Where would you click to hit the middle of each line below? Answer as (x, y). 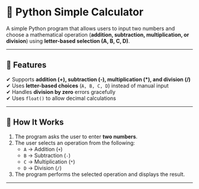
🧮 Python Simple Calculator (75, 12)
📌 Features (26, 65)
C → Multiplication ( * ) (49, 161)
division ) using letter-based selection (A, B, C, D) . (68, 41)
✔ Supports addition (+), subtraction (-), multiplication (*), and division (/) (98, 79)
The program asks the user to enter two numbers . (76, 136)
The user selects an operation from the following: (75, 143)
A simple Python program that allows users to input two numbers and (91, 28)
